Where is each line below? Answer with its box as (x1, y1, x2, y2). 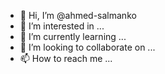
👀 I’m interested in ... (19, 20, 105, 32)
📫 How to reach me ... (19, 53, 113, 64)
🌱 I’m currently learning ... (19, 31, 127, 42)
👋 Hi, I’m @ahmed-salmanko (19, 10, 137, 21)
